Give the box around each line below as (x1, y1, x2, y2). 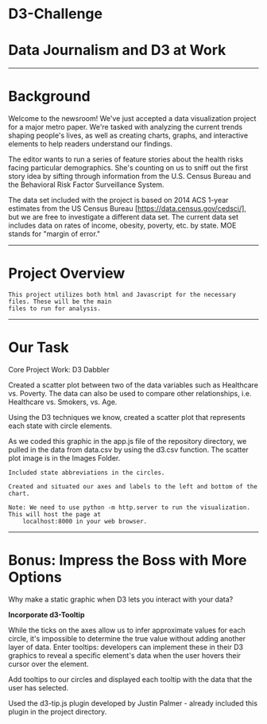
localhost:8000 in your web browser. (22, 517, 148, 525)
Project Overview (8, 264, 126, 282)
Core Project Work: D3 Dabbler (8, 364, 110, 374)
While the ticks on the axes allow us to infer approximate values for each (8, 625, 246, 635)
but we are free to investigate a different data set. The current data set (8, 212, 238, 222)
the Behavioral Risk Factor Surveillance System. (8, 180, 164, 189)
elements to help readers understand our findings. (8, 139, 173, 149)
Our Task (8, 339, 69, 356)
